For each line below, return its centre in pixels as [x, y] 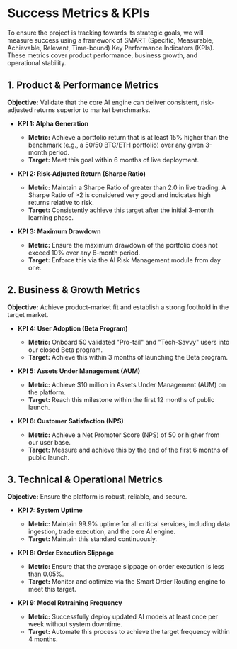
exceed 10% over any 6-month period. [84, 253]
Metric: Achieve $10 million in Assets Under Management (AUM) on [127, 384]
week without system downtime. [75, 624]
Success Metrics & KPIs [79, 13]
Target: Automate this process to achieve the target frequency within [129, 632]
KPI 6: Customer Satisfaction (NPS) [70, 421]
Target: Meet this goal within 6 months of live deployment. [114, 160]
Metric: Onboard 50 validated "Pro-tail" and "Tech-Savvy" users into [129, 342]
